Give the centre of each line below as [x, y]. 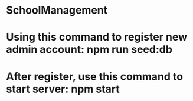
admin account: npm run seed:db [89, 50]
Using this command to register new [97, 37]
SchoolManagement [57, 10]
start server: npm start [63, 89]
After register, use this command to [95, 76]
